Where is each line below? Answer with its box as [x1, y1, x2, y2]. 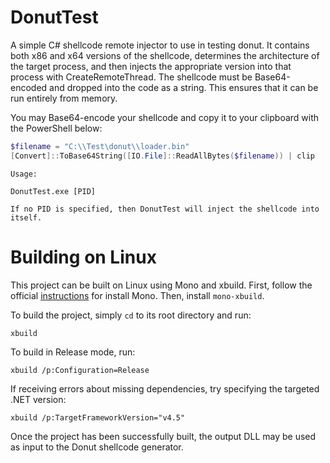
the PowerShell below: [10, 122, 103, 134]
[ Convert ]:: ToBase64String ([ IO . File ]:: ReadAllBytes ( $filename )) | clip [10, 151, 315, 161]
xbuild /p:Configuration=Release [10, 365, 150, 375]
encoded [10, 81, 48, 93]
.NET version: [10, 393, 67, 405]
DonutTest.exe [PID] [10, 186, 97, 196]
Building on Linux [10, 246, 157, 268]
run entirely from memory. [10, 92, 118, 104]
